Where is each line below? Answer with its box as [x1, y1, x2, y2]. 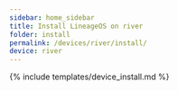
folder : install [9, 30, 70, 39]
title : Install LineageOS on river [9, 22, 144, 31]
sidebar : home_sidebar [9, 13, 95, 23]
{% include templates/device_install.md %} [9, 71, 170, 82]
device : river [9, 47, 63, 56]
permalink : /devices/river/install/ [9, 38, 147, 48]
